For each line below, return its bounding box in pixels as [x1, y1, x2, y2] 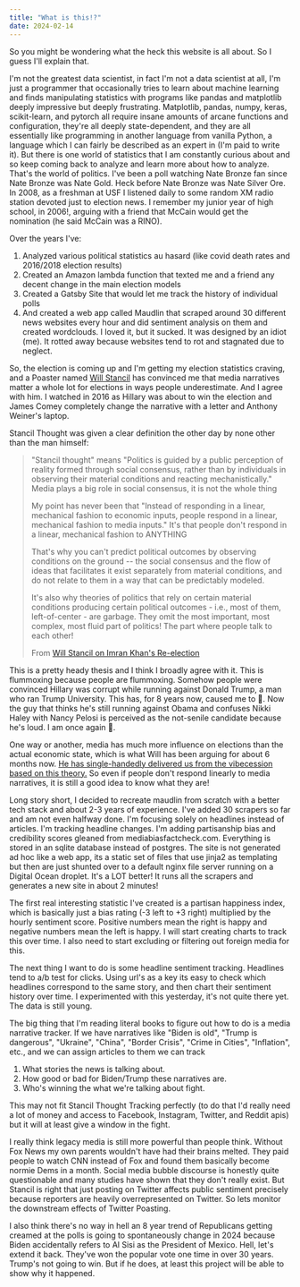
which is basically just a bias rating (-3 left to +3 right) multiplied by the [9, 907, 271, 917]
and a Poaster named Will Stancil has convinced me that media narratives [9, 372, 280, 383]
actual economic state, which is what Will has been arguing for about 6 [9, 748, 271, 759]
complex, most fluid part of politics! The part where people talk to [30, 620, 272, 631]
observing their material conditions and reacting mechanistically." [30, 473, 272, 484]
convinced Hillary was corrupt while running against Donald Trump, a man [9, 684, 282, 695]
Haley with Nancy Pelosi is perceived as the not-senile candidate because [9, 712, 282, 723]
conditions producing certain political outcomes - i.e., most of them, [30, 601, 281, 612]
